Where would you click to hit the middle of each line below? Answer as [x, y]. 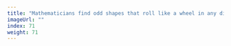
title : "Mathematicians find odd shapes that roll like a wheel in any [112, 13]
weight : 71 [23, 32]
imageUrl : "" [26, 20]
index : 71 [21, 26]
